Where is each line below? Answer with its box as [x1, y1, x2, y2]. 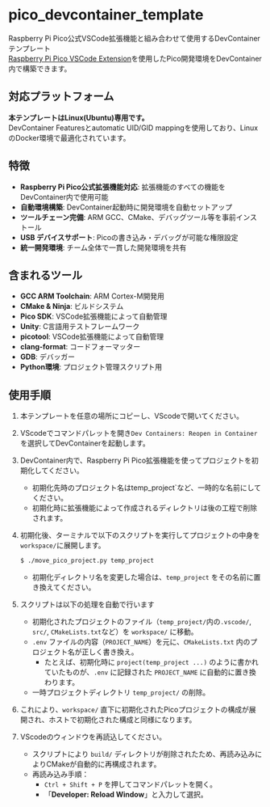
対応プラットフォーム [8, 90, 114, 104]
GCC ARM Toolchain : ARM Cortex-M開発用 [19, 291, 165, 301]
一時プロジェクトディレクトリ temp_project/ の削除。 [31, 687, 210, 697]
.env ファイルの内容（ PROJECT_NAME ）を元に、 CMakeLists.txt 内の [31, 637, 251, 647]
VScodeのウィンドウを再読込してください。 [19, 732, 167, 742]
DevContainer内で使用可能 [19, 192, 109, 201]
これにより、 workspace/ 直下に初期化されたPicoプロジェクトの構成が [19, 705, 250, 715]
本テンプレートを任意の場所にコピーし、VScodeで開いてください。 [19, 411, 244, 421]
